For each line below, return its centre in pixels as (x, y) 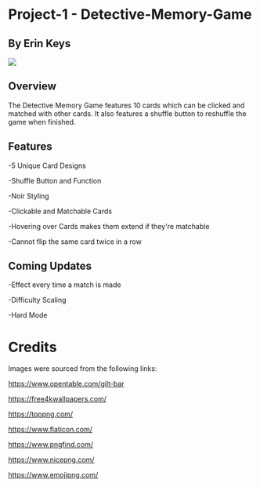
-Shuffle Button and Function (55, 180)
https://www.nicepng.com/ (51, 460)
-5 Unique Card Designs (47, 165)
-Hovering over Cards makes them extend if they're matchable (109, 226)
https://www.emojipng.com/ (53, 475)
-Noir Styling (29, 196)
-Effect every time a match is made (65, 285)
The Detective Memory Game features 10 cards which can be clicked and (126, 105)
